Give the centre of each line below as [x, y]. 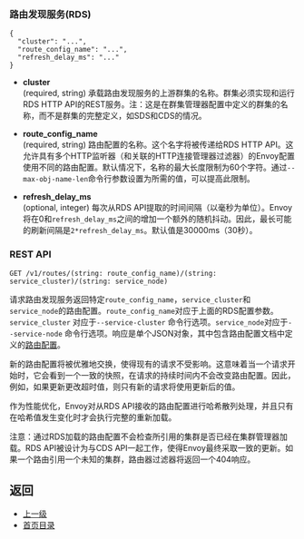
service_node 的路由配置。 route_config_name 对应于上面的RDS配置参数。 [144, 310]
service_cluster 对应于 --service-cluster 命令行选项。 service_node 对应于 [149, 322]
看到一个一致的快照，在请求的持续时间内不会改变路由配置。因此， [172, 375]
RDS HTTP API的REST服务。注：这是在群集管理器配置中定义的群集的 [151, 104]
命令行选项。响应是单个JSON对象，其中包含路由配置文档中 [175, 333]
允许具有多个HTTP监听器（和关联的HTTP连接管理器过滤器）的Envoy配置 [158, 156]
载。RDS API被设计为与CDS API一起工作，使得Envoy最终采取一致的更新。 [147, 447]
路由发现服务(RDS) [50, 14]
